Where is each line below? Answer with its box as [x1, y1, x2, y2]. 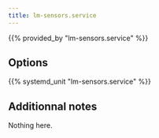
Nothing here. [8, 121, 53, 130]
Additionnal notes [8, 99, 98, 113]
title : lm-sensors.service [8, 11, 97, 20]
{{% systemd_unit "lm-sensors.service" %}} [8, 76, 151, 87]
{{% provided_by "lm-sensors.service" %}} [8, 33, 149, 43]
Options [8, 56, 49, 69]
